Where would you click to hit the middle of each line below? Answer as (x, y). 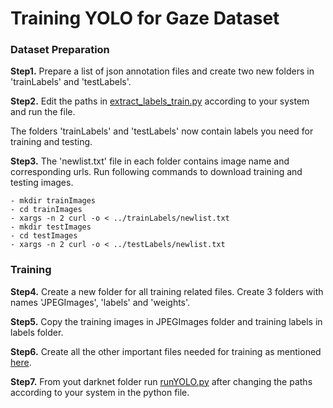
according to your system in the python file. (100, 392)
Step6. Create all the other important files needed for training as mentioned (166, 351)
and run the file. (43, 112)
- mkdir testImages (51, 227)
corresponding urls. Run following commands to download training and (156, 172)
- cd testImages (44, 236)
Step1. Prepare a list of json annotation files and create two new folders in (162, 71)
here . (21, 362)
